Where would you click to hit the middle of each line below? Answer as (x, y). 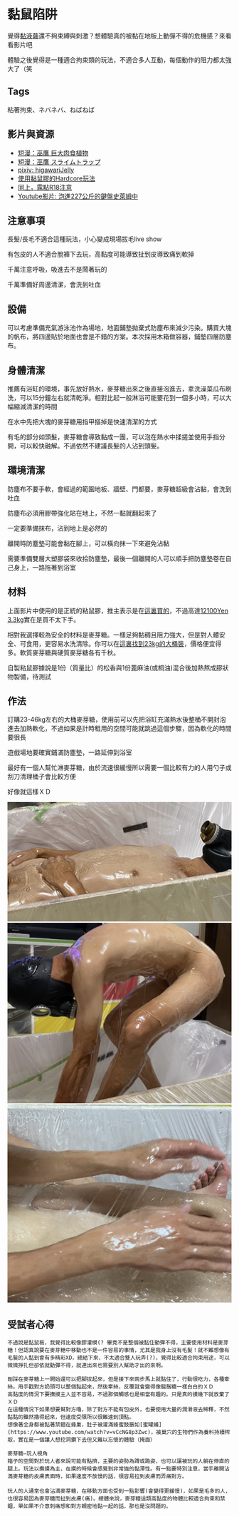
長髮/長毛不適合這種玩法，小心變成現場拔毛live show (85, 239)
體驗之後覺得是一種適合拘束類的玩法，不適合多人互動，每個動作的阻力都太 (116, 60)
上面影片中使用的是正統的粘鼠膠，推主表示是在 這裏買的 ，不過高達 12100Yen (118, 610)
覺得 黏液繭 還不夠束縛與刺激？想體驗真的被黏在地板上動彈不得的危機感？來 (116, 36)
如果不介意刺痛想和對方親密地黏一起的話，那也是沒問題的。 (97, 1506)
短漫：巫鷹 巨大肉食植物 (53, 153)
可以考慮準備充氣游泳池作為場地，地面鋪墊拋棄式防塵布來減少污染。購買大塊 (119, 328)
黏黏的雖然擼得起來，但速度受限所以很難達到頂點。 (71, 1417)
